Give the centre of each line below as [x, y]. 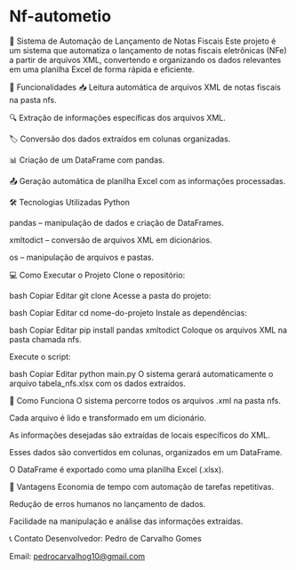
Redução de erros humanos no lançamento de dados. [108, 503]
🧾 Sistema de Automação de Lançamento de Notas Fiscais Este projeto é [143, 41]
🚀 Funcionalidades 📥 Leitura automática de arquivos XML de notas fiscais [145, 87]
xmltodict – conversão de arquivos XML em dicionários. [111, 240]
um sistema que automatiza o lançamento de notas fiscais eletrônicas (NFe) [148, 50]
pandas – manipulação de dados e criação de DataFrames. [117, 222]
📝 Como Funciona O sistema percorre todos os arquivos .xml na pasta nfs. [145, 400]
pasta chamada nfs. [45, 339]
